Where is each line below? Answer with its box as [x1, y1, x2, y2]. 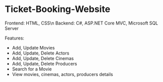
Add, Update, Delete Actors [12, 50, 70, 56]
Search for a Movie [12, 66, 52, 72]
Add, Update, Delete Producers [12, 60, 77, 66]
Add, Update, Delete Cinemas [12, 55, 74, 61]
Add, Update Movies [12, 44, 55, 50]
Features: [5, 35, 25, 41]
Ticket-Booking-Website [5, 3, 111, 15]
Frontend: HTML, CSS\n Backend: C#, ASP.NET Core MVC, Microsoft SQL [5, 20, 158, 26]
